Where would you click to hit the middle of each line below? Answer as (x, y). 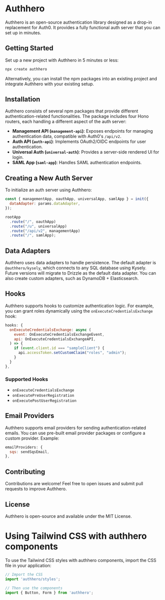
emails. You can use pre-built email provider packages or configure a (75, 433)
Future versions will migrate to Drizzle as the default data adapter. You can (81, 273)
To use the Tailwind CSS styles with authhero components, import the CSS (81, 560)
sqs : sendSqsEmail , (30, 452)
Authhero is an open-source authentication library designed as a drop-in (79, 22)
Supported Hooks (27, 379)
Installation (23, 99)
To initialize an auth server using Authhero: (49, 190)
